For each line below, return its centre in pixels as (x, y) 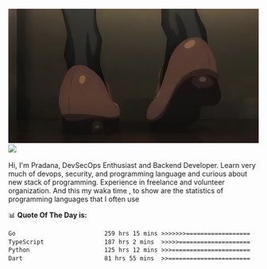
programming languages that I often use (74, 199)
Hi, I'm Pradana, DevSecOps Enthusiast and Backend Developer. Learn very (132, 165)
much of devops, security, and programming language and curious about (128, 173)
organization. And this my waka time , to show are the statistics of (116, 190)
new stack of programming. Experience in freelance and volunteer (116, 182)
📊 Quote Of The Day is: (48, 215)
